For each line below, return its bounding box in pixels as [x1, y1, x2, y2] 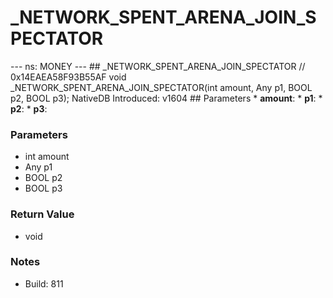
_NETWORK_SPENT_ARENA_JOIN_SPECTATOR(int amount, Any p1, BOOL [10, 81, 313, 93]
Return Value [10, 207, 75, 221]
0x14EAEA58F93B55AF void [10, 71, 127, 83]
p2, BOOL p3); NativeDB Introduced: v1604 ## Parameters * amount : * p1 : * [10, 92, 323, 104]
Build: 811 [24, 277, 64, 290]
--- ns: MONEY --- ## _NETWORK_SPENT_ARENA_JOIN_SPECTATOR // [10, 60, 306, 72]
